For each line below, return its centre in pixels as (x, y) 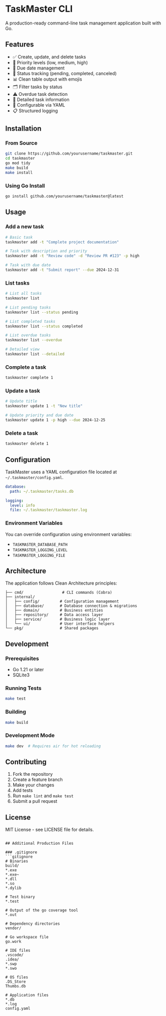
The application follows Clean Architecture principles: (61, 583)
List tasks (18, 283)
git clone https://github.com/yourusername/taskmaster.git (69, 154)
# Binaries (17, 861)
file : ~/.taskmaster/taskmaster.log (48, 510)
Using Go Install (25, 186)
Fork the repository (33, 774)
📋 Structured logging (35, 111)
